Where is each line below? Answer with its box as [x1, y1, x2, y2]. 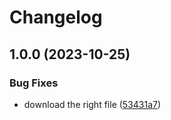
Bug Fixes [9, 76, 59, 90]
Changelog [9, 6, 103, 29]
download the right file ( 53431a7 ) [23, 98, 162, 110]
